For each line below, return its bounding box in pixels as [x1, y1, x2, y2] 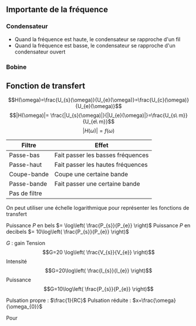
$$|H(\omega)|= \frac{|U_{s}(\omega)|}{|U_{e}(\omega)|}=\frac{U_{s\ [9, 112, 178, 119]
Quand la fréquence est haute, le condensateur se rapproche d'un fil [14, 35, 181, 43]
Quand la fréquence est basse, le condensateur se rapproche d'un [14, 42, 176, 49]
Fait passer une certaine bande [54, 180, 140, 188]
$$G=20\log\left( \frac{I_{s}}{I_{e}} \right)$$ [45, 267, 153, 274]
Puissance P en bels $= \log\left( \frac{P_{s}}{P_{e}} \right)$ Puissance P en [6, 222, 191, 229]
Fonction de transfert [6, 81, 86, 90]
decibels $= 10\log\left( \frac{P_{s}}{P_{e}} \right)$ [6, 228, 129, 236]
